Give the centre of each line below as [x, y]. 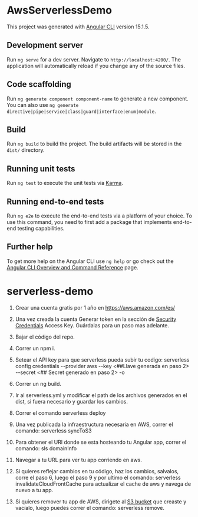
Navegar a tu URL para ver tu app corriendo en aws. [78, 460]
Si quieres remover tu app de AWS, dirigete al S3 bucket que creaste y [101, 501]
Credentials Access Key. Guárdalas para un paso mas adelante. [92, 325]
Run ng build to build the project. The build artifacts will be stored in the [94, 144]
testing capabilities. [41, 228]
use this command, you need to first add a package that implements [89, 222]
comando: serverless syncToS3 [53, 430]
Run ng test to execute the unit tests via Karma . [65, 183]
